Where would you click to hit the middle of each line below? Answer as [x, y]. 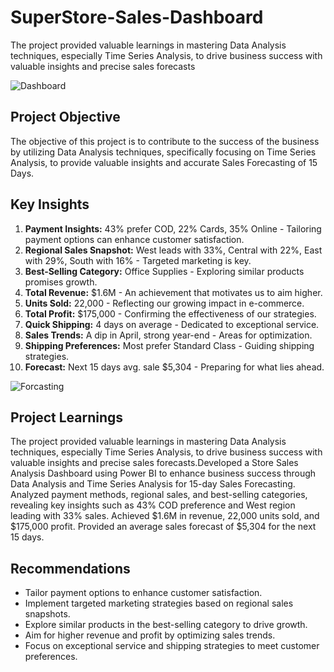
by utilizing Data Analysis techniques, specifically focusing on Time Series [163, 152]
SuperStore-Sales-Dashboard [137, 17]
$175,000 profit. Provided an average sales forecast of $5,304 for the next [163, 527]
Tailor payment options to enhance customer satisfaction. [143, 593]
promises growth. [61, 282]
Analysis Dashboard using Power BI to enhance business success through [163, 473]
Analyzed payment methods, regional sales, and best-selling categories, [159, 495]
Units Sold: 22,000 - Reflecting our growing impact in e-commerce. [164, 303]
